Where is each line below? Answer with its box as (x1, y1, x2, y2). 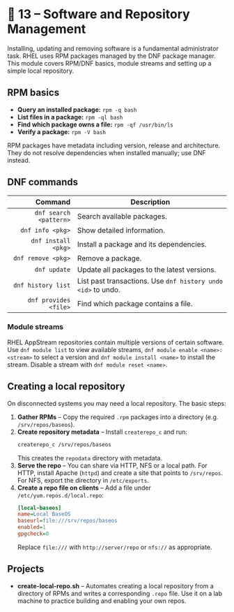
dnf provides (27, 296, 71, 304)
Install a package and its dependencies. (77, 239, 207, 249)
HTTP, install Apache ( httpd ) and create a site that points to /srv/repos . (17, 468, 224, 477)
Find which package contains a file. (77, 298, 193, 308)
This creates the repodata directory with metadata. (17, 453, 162, 462)
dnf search (34, 209, 71, 217)
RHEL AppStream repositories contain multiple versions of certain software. (7, 338, 224, 347)
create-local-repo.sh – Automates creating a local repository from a (17, 581, 214, 590)
